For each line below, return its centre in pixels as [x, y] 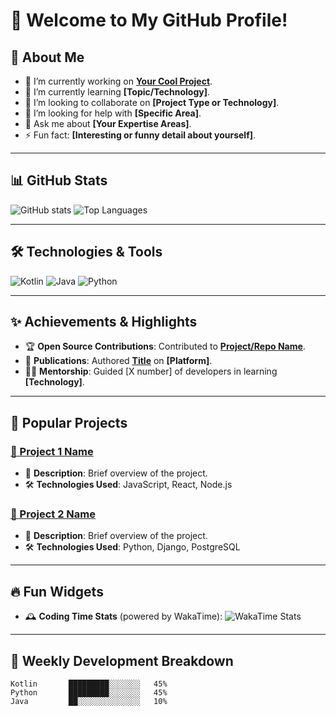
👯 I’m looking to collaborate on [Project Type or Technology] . [152, 102]
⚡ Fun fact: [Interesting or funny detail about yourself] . [140, 135]
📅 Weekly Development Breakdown [122, 660]
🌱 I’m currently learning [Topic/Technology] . [117, 92]
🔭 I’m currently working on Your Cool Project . [118, 81]
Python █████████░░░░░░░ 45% [89, 693]
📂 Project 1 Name [52, 451]
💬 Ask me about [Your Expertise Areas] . [108, 123]
